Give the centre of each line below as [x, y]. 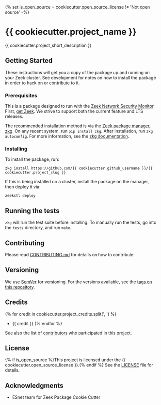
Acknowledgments [34, 385]
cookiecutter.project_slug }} [36, 173]
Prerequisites [21, 96]
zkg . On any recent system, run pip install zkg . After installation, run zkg [79, 131]
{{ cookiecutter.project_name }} [71, 32]
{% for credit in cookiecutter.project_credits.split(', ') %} [61, 314]
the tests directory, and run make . [38, 228]
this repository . [20, 287]
